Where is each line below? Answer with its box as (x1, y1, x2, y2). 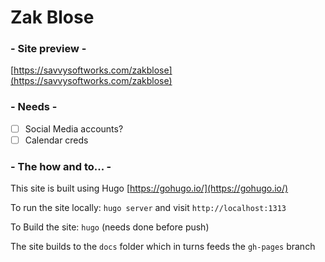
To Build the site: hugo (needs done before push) (10, 221, 210, 233)
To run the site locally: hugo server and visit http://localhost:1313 (10, 202, 287, 214)
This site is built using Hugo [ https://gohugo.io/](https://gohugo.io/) (10, 182, 289, 195)
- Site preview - (10, 42, 87, 56)
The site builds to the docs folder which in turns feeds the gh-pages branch (10, 241, 316, 253)
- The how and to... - (10, 159, 112, 173)
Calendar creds (24, 134, 89, 146)
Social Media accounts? (24, 122, 124, 135)
